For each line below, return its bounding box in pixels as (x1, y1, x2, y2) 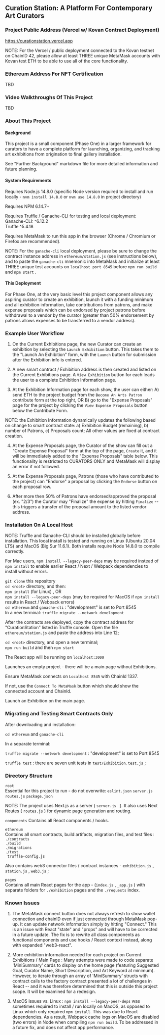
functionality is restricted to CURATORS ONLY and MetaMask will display (12, 458, 161, 464)
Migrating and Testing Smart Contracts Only (5, 710, 113, 717)
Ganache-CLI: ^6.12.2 (5, 218, 48, 224)
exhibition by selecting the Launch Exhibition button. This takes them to (12, 346, 159, 352)
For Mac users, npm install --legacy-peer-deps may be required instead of (5, 558, 159, 564)
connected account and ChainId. (5, 688, 71, 694)
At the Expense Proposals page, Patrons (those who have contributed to (12, 473, 159, 479)
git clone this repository (5, 578, 56, 584)
